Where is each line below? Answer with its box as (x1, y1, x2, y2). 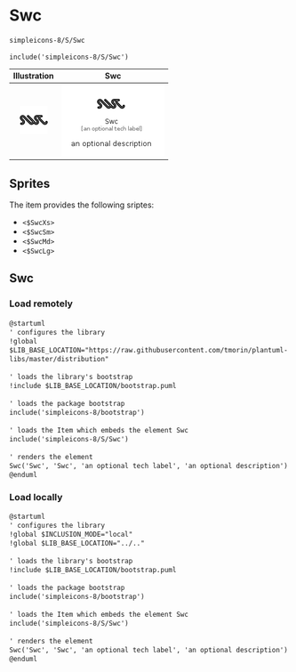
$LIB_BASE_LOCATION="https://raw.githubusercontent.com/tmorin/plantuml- (9, 345, 289, 354)
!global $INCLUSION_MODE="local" (9, 530, 133, 538)
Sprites (9, 175, 51, 191)
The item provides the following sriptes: (9, 199, 155, 210)
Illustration (12, 70, 55, 81)
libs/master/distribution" (9, 354, 109, 363)
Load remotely (9, 297, 74, 310)
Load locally (9, 490, 63, 503)
